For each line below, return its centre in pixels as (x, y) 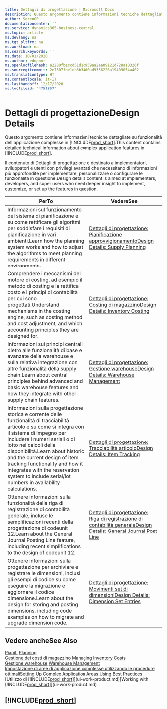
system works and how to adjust (45, 247)
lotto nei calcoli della (32, 445)
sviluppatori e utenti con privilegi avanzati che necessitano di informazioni (81, 168)
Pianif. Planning (21, 653)
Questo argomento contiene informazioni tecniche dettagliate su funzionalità (83, 137)
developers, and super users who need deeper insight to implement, (75, 184)
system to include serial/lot (39, 476)
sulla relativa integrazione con (43, 362)
